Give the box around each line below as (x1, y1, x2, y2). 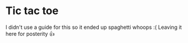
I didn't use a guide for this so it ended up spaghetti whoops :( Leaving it (5, 24, 182, 31)
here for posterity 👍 (5, 30, 55, 37)
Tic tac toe (5, 4, 59, 18)
